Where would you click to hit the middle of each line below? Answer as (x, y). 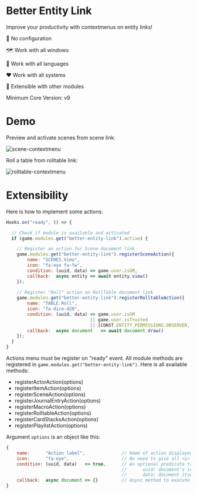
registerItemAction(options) (48, 389)
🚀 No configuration (29, 38)
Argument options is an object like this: (53, 437)
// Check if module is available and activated (71, 233)
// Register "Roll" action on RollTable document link (85, 292)
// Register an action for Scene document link (76, 249)
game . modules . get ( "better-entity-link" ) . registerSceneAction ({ (96, 254)
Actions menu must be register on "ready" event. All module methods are (94, 358)
